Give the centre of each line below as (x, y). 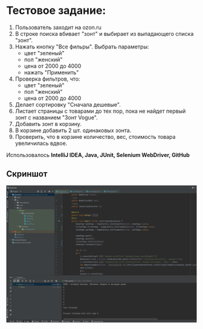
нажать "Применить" (51, 72)
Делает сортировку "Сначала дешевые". (68, 104)
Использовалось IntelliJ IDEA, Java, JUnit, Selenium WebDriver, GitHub (98, 155)
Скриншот (27, 174)
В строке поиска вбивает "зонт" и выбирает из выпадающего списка (104, 33)
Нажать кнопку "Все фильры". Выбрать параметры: (82, 47)
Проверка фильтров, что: (47, 79)
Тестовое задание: (56, 11)
